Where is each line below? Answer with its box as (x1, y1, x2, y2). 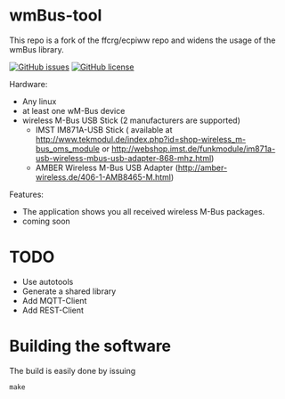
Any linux (21, 95, 57, 107)
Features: (9, 189, 45, 199)
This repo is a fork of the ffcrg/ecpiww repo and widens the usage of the (9, 35, 276, 45)
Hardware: (9, 78, 48, 89)
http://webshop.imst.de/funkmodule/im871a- (110, 143, 276, 154)
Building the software (9, 336, 172, 356)
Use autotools (21, 276, 74, 287)
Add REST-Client (21, 305, 85, 315)
